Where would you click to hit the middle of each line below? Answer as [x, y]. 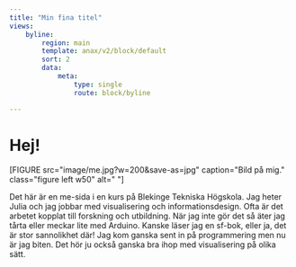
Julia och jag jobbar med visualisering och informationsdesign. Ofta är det [146, 207]
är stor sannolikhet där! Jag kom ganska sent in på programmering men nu [148, 236]
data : [52, 68]
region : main [66, 43]
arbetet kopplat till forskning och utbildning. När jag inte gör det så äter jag [148, 216]
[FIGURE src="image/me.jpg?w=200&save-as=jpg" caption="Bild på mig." [147, 170]
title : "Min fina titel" [56, 18]
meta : [67, 76]
